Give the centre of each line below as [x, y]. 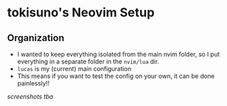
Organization [36, 38]
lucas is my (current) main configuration [74, 69]
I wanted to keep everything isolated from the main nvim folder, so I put [118, 54]
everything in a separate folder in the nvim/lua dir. [88, 62]
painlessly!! [33, 83]
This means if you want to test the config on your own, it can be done [116, 76]
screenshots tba [30, 96]
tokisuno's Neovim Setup [81, 13]
